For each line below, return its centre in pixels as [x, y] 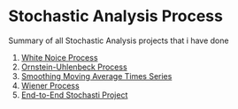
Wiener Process [50, 85]
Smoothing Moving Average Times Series [96, 76]
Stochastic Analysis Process [115, 16]
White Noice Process [59, 57]
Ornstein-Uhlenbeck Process [74, 67]
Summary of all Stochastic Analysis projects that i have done [119, 40]
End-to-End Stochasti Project [74, 95]
